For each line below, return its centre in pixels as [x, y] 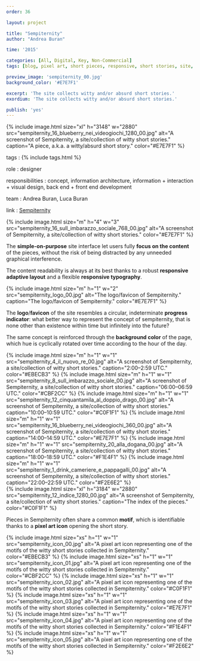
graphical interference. [34, 259]
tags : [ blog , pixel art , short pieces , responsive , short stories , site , [100, 67]
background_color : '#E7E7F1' [42, 82]
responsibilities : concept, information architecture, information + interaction [100, 181]
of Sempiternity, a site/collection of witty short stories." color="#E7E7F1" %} [100, 235]
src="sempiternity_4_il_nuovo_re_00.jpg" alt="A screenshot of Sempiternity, [99, 362]
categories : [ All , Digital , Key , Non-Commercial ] [69, 61]
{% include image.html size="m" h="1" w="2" [62, 289]
